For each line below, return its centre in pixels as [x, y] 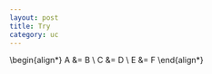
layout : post [34, 18]
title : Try [30, 26]
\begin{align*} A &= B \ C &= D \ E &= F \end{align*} [106, 60]
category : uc [34, 34]
